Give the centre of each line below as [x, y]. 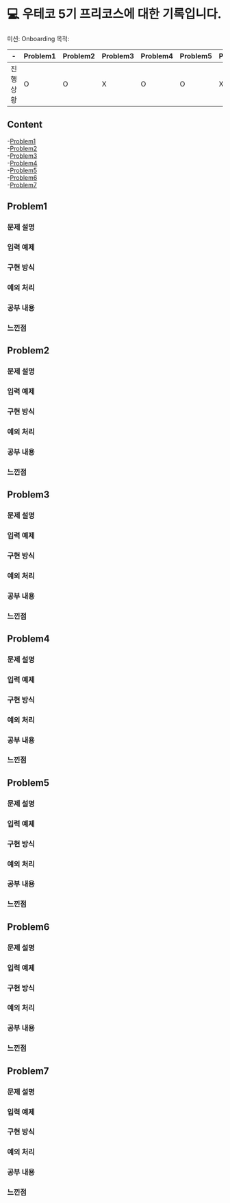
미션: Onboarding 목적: [38, 38]
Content [25, 125]
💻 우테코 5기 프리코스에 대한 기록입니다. [114, 14]
